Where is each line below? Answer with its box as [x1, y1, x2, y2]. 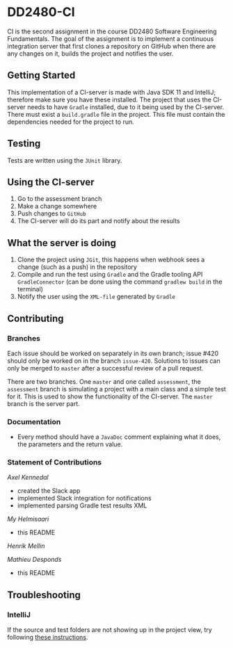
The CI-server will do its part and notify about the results [17, 217, 180, 225]
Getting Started [7, 70, 76, 81]
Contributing [7, 312, 64, 324]
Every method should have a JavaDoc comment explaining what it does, [17, 432, 221, 442]
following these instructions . [7, 633, 88, 642]
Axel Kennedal [7, 473, 49, 482]
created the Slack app [17, 487, 81, 495]
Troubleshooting [7, 589, 81, 601]
